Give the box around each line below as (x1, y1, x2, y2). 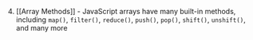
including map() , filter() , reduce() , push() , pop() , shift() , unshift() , (15, 15, 246, 24)
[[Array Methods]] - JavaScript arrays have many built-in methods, (15, 7, 236, 16)
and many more (15, 24, 68, 32)
